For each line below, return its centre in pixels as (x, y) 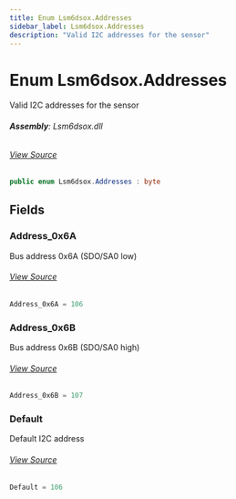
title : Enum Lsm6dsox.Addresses (71, 18)
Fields (27, 210)
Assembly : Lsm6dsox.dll (56, 126)
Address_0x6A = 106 (46, 304)
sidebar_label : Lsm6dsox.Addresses (77, 26)
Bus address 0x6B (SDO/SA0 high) (75, 348)
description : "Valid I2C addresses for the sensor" (109, 35)
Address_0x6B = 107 (46, 396)
